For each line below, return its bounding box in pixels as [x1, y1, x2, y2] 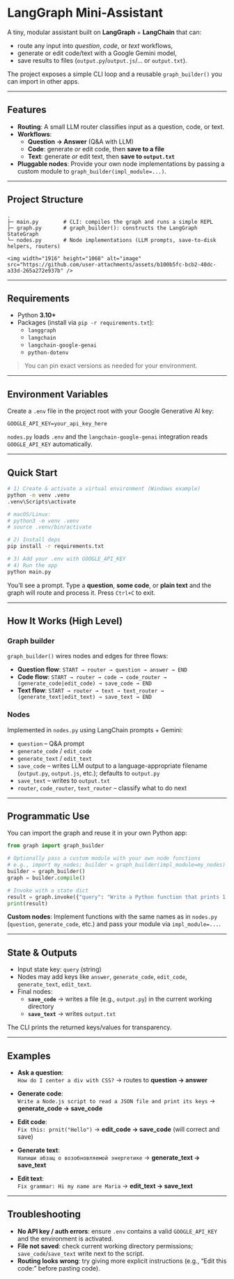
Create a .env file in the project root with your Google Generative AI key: [7, 407, 214, 416]
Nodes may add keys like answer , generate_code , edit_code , [17, 973, 187, 981]
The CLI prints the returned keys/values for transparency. [7, 1023, 172, 1031]
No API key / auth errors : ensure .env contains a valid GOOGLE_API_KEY [17, 1227, 218, 1235]
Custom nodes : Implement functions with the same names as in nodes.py [7, 912, 218, 921]
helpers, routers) [7, 243, 61, 250]
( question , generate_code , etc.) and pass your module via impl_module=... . [7, 920, 221, 928]
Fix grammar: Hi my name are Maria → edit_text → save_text [17, 1182, 193, 1190]
